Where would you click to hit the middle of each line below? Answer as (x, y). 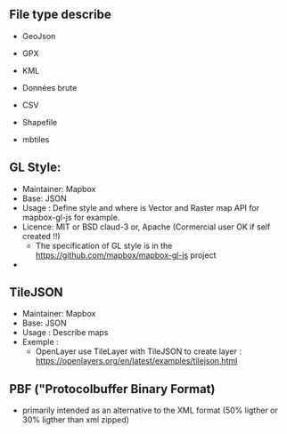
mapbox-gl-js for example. (71, 217)
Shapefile (40, 122)
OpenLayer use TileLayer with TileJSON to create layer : (139, 351)
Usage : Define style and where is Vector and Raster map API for (141, 207)
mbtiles (36, 139)
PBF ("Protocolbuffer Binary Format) (112, 389)
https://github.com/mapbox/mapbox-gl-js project (126, 255)
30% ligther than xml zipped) (75, 420)
